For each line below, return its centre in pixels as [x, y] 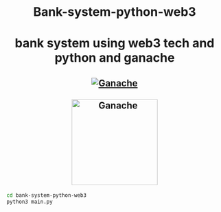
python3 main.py [30, 202]
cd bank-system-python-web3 [47, 196]
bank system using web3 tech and [115, 44]
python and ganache [115, 58]
